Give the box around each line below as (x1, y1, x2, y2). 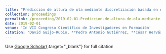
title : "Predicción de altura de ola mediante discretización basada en (5, 7, 158, 12)
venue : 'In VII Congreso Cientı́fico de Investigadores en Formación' (5, 26, 152, 30)
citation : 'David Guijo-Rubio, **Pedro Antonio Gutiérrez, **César (5, 30, 147, 35)
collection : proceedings (5, 12, 56, 17)
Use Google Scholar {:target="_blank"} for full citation (5, 44, 114, 49)
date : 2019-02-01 (5, 21, 41, 26)
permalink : (5, 16, 28, 21)
